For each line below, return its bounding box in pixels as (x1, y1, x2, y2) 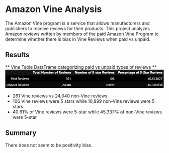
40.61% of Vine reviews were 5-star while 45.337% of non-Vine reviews (12, 109, 162, 115)
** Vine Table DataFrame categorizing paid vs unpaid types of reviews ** (5, 64, 157, 70)
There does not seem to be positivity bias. (5, 142, 93, 148)
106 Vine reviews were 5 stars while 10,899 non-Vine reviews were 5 (12, 98, 155, 104)
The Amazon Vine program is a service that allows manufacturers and (5, 20, 150, 26)
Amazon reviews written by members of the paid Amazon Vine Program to (5, 31, 159, 37)
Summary (5, 129, 37, 137)
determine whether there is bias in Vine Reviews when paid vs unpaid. (5, 36, 151, 42)
